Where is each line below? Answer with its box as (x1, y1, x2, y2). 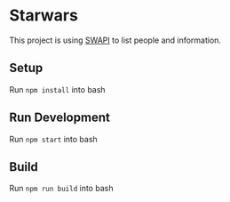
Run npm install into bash (9, 84, 106, 94)
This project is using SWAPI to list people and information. (9, 35, 222, 45)
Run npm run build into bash (9, 183, 114, 194)
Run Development (9, 110, 111, 125)
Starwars (9, 5, 78, 26)
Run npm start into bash (9, 133, 98, 144)
